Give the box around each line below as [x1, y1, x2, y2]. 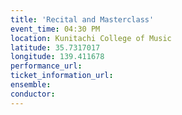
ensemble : [10, 80, 52, 90]
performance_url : [10, 61, 83, 71]
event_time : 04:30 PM [10, 24, 101, 34]
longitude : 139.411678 [10, 52, 105, 62]
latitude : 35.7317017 [10, 42, 101, 53]
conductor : [10, 89, 56, 99]
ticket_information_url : [10, 71, 114, 81]
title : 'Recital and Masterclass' [10, 14, 155, 25]
